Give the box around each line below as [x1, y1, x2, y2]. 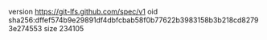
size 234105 [43, 24, 84, 33]
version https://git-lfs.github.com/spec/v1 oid [8, 7, 158, 16]
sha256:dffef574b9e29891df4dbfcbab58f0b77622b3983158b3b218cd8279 [8, 15, 259, 25]
